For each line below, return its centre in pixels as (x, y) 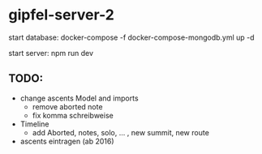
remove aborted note (67, 106)
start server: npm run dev (51, 53)
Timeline (34, 124)
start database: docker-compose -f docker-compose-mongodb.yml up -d (131, 37)
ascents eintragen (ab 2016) (67, 141)
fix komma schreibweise (73, 115)
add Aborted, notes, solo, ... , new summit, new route (120, 132)
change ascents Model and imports (79, 98)
